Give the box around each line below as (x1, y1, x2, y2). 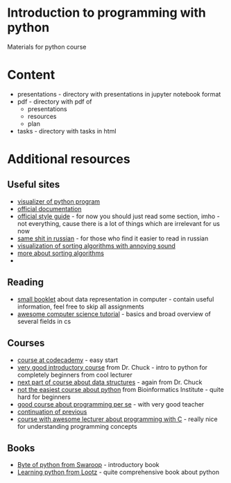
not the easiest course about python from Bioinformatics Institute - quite (17, 385, 224, 393)
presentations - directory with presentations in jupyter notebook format (17, 90, 221, 98)
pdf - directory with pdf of (17, 97, 92, 106)
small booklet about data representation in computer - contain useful (17, 295, 214, 303)
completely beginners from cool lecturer (17, 370, 133, 379)
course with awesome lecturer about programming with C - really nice (17, 415, 218, 423)
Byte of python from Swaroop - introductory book (17, 461, 160, 469)
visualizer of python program (17, 197, 101, 206)
